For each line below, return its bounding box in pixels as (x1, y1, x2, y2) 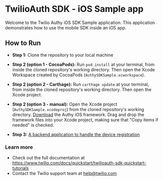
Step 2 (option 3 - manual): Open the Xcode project (12, 101, 117, 107)
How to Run (5, 39, 41, 47)
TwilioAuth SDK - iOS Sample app (5, 3, 143, 15)
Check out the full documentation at (12, 155, 85, 161)
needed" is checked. (12, 122, 54, 128)
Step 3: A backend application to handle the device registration (12, 131, 140, 137)
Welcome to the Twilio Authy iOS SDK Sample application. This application (5, 20, 155, 25)
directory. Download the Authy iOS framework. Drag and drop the (12, 112, 144, 117)
